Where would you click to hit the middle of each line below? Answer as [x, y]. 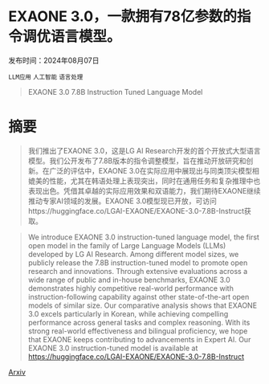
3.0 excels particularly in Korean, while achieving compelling [128, 313]
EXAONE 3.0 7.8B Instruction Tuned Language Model [115, 92]
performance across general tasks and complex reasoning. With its [139, 322]
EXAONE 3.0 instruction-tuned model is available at [113, 348]
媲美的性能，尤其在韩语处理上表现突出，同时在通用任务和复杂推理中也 [144, 181]
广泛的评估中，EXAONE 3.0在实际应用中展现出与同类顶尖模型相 [154, 170]
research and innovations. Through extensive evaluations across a [138, 271]
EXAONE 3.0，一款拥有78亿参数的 [122, 16]
